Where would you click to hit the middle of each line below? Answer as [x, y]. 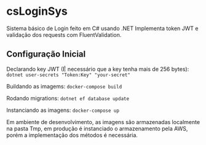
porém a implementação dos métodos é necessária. [72, 135]
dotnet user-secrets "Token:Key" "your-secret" [69, 75]
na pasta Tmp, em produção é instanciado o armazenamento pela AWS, [97, 128]
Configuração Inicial [46, 54]
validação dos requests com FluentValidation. [64, 34]
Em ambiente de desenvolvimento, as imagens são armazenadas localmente [103, 122]
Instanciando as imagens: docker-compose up [63, 110]
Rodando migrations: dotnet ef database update [68, 98]
